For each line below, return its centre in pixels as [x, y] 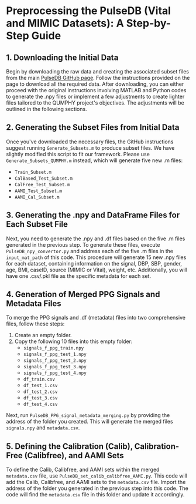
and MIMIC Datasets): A [65, 23]
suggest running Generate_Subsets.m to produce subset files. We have [90, 147]
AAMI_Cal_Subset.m [37, 197]
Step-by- [149, 23]
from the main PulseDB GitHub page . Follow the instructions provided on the [98, 78]
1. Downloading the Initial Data [62, 57]
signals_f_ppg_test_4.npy [55, 373]
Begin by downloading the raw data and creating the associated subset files [97, 71]
